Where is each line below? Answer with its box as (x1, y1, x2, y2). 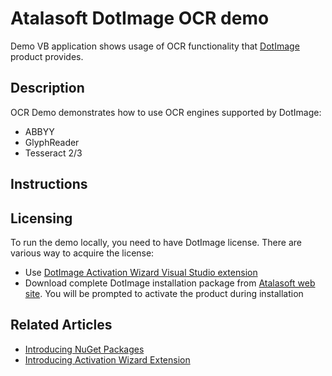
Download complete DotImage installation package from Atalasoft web (24, 277, 316, 289)
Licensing (10, 210, 73, 227)
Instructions (10, 176, 88, 193)
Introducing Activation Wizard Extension (24, 353, 191, 366)
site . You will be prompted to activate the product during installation (24, 287, 304, 299)
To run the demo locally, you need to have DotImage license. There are (10, 236, 302, 248)
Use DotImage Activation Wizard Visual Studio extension (24, 266, 258, 278)
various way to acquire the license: (10, 247, 155, 259)
